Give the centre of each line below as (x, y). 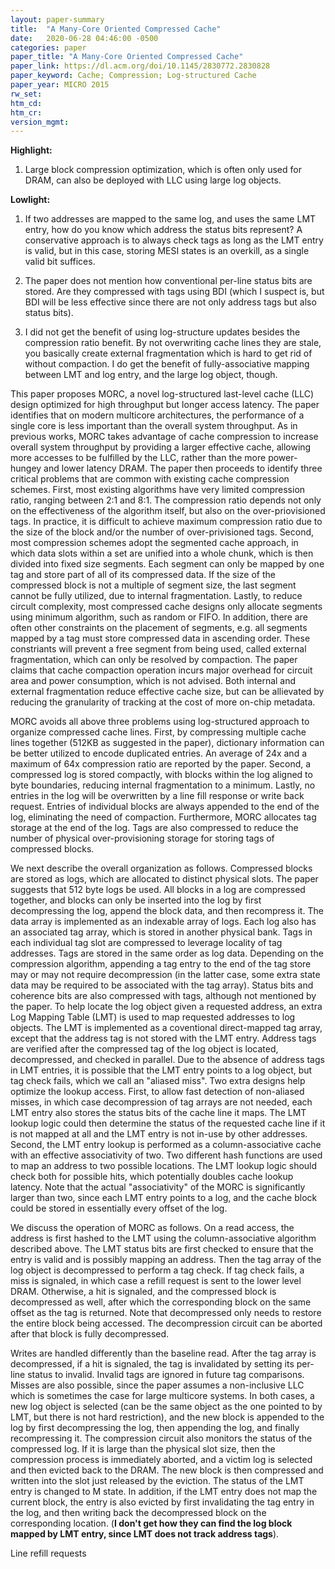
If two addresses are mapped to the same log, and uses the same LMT (170, 219)
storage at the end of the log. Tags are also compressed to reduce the (154, 828)
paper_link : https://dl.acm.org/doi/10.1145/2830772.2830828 (140, 66)
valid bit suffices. (60, 262)
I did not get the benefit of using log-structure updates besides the (162, 332)
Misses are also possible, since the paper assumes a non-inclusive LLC (157, 1385)
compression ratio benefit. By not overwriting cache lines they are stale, (173, 343)
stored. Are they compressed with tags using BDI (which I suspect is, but (174, 292)
